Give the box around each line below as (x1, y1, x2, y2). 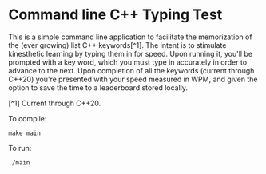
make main (8, 129, 42, 137)
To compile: (8, 113, 47, 123)
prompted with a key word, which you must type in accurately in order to (8, 57, 248, 67)
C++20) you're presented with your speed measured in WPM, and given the (8, 74, 258, 84)
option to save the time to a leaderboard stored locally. (8, 82, 189, 93)
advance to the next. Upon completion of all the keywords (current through (8, 65, 255, 75)
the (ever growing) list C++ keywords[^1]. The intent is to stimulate (8, 40, 227, 49)
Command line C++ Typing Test (8, 6, 223, 24)
